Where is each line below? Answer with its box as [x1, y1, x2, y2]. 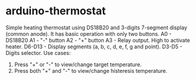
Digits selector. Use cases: [5, 49, 71, 56]
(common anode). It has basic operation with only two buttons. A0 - [5, 30, 172, 37]
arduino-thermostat [5, 4, 106, 18]
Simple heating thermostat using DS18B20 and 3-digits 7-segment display [5, 24, 188, 31]
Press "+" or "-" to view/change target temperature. [14, 61, 142, 68]
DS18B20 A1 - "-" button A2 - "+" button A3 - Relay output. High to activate [5, 36, 190, 44]
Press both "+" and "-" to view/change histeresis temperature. [14, 67, 168, 74]
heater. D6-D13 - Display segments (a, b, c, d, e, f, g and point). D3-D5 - [5, 43, 183, 50]
